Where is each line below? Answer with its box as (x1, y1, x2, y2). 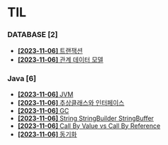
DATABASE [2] (7, 30, 58, 40)
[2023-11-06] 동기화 (17, 129, 77, 139)
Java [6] (7, 74, 37, 84)
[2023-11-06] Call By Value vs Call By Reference (17, 122, 161, 130)
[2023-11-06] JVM (17, 90, 74, 98)
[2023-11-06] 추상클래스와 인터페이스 (17, 98, 125, 107)
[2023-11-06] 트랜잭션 (17, 47, 83, 55)
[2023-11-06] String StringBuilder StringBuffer (17, 114, 155, 122)
